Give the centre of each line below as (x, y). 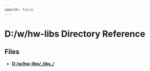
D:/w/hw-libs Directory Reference (75, 34)
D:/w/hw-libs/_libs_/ (33, 64)
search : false (19, 10)
